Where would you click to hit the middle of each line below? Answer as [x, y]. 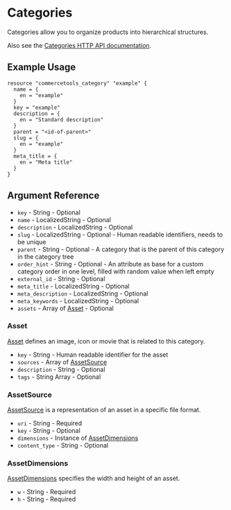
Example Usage [42, 67]
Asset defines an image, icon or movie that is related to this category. [106, 341]
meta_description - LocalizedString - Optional [83, 294]
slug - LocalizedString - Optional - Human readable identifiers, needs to [120, 235]
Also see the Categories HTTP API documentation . [79, 45]
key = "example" [37, 108]
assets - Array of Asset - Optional [66, 308]
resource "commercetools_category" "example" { [77, 83]
